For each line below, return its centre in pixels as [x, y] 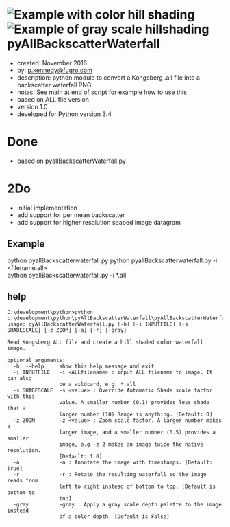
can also [20, 379]
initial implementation [47, 208]
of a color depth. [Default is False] [114, 517]
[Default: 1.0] [81, 457]
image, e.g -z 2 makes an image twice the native [131, 445]
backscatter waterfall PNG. [55, 85]
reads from [23, 481]
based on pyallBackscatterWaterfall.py [72, 161]
